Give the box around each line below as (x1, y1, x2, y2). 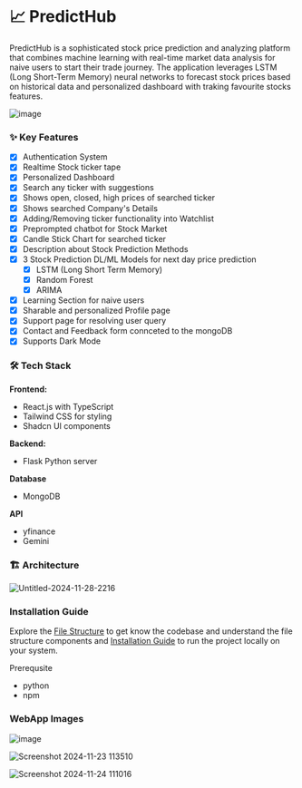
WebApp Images (9, 713, 84, 725)
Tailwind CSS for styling (22, 411, 112, 422)
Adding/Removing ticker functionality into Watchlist (22, 213, 215, 224)
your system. (9, 645, 59, 657)
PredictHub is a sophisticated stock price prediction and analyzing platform (9, 42, 291, 54)
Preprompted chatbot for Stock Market (22, 223, 168, 234)
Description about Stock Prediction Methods (22, 243, 189, 254)
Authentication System (22, 151, 108, 162)
